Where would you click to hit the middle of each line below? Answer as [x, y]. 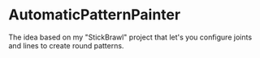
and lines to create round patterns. [66, 45]
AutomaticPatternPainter [95, 15]
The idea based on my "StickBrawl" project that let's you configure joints [130, 37]
